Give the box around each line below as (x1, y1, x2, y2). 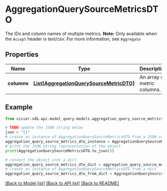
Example (5, 103, 33, 112)
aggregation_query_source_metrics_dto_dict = (5, 162, 101, 167)
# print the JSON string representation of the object (5, 144, 121, 149)
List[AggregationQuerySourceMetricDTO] (33, 80, 135, 87)
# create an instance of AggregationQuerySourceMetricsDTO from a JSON (5, 135, 157, 140)
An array (139, 73, 160, 80)
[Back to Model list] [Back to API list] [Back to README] (5, 181, 119, 187)
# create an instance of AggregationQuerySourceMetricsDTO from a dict (5, 167, 157, 172)
